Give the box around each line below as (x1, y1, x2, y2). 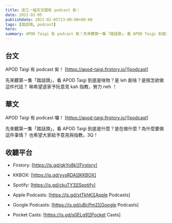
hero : (5, 27, 17, 32)
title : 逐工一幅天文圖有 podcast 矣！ (5, 7, 80, 13)
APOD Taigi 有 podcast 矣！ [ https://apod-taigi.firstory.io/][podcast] (5, 66, 148, 72)
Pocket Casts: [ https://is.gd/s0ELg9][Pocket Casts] (12, 212, 121, 218)
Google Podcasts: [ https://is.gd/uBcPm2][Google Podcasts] (12, 202, 139, 208)
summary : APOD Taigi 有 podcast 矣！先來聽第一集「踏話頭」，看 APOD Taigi (5, 31, 156, 36)
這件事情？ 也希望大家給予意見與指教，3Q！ (5, 132, 98, 138)
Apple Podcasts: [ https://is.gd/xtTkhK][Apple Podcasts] (12, 192, 131, 198)
